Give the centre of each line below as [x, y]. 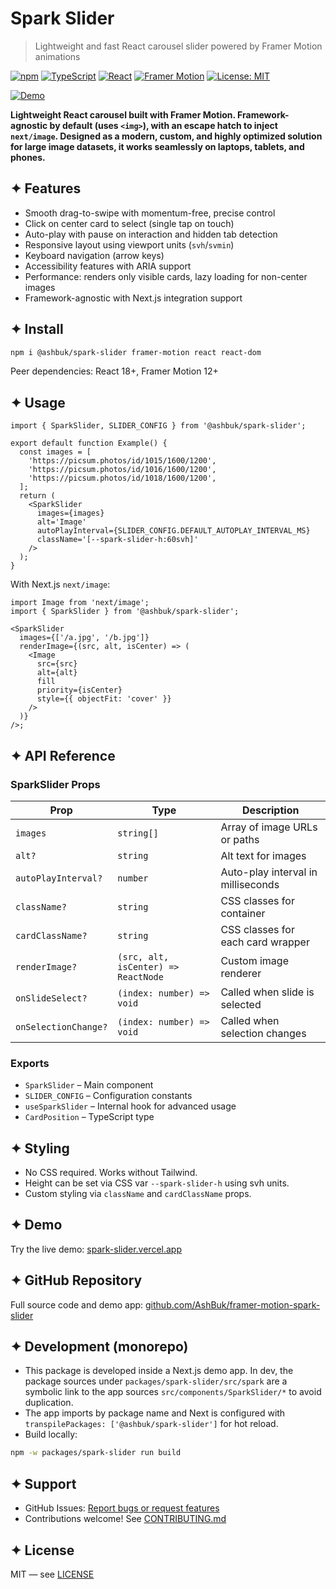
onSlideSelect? [51, 998]
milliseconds [250, 884]
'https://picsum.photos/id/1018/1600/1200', [122, 478]
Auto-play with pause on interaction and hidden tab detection [151, 234]
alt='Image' [61, 522]
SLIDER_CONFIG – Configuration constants [108, 1096]
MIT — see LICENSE [52, 1574]
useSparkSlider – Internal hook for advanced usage [130, 1106]
